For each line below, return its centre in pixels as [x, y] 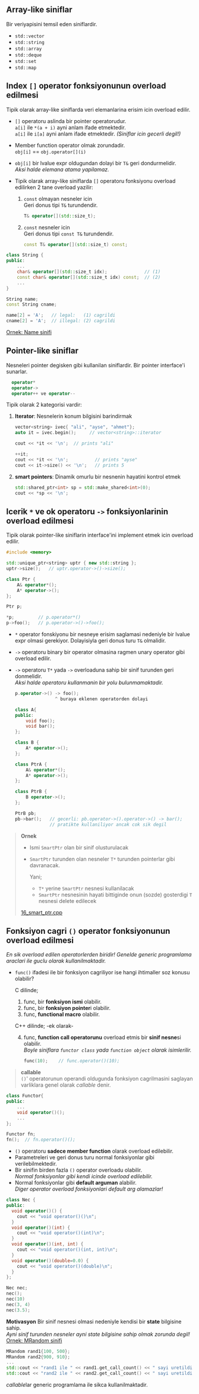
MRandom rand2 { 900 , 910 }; [38, 1357]
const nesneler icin [47, 227]
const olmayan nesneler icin [58, 199]
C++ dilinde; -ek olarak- [44, 1026]
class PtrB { [31, 792]
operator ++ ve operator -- [44, 394]
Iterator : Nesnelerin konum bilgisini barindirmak [73, 416]
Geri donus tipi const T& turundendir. [69, 234]
